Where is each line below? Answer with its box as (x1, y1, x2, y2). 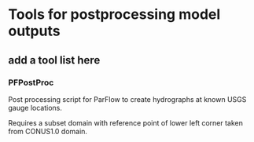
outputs (8, 22, 61, 40)
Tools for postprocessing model (8, 5, 221, 24)
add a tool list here (8, 53, 101, 67)
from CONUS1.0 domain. (8, 126, 88, 136)
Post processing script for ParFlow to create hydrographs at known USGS (8, 94, 247, 104)
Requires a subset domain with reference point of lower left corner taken (8, 118, 244, 127)
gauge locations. (8, 103, 63, 112)
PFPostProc (8, 77, 54, 88)
